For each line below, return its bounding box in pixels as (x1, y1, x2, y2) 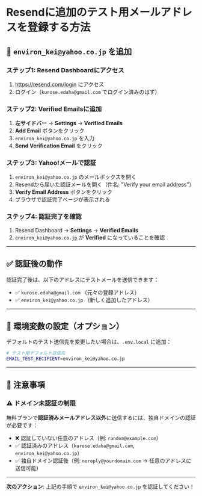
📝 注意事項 (6, 380, 45, 390)
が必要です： (6, 421, 38, 429)
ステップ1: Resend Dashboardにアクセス (6, 66, 124, 74)
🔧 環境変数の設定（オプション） (6, 321, 124, 331)
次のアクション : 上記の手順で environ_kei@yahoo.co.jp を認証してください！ (6, 483, 195, 490)
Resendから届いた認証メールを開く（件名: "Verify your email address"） (14, 181, 195, 188)
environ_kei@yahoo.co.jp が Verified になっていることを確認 (14, 234, 165, 241)
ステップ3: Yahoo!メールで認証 (6, 159, 97, 167)
